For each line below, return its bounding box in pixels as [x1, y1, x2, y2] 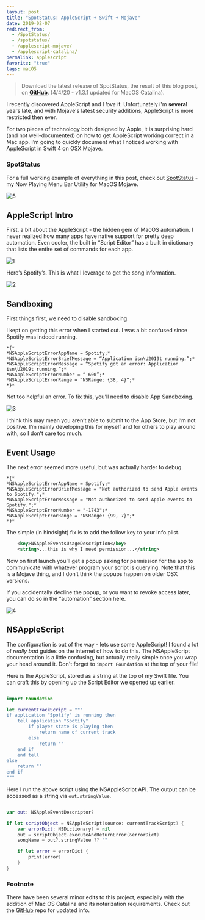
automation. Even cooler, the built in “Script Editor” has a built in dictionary [6, 239, 194, 246]
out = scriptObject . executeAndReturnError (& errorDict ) [17, 832, 160, 838]
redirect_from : [6, 26, 45, 32]
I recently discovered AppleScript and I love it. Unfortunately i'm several [6, 101, 188, 108]
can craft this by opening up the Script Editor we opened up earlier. [6, 678, 176, 686]
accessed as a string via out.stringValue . [6, 792, 112, 799]
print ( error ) [28, 854, 62, 860]
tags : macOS [6, 65, 37, 72]
